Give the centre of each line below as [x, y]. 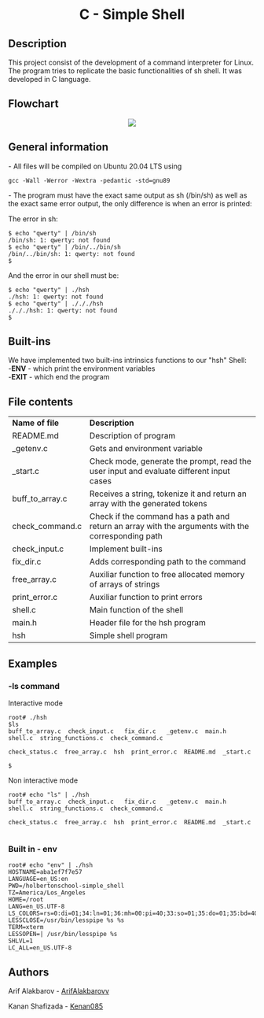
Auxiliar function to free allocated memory [167, 575]
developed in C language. [50, 79]
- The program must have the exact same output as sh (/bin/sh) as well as [128, 195]
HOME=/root [26, 900]
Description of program [132, 436]
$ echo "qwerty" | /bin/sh [52, 233]
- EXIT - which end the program [59, 377]
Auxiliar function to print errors [146, 598]
